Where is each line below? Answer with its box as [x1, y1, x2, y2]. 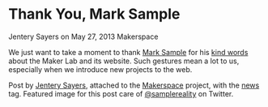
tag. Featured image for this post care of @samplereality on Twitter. [8, 88, 234, 98]
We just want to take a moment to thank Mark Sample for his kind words [8, 47, 249, 57]
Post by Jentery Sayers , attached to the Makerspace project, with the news [8, 80, 260, 90]
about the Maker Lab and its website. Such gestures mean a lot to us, [8, 56, 240, 66]
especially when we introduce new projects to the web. [8, 64, 193, 74]
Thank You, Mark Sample [8, 5, 181, 24]
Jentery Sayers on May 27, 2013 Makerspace [8, 32, 159, 41]
